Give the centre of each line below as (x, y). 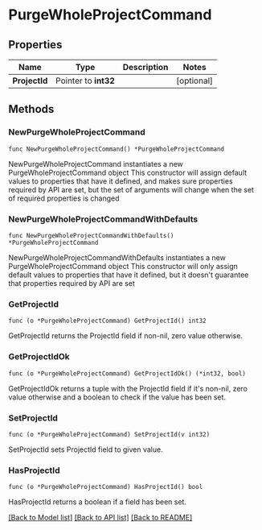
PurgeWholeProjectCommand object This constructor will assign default (128, 172)
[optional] (194, 81)
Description (145, 67)
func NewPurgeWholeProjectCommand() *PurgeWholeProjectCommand (117, 149)
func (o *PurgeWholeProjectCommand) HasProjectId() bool (106, 487)
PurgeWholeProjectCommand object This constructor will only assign (123, 266)
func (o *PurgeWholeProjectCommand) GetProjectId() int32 (107, 321)
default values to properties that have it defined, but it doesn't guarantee (129, 275)
